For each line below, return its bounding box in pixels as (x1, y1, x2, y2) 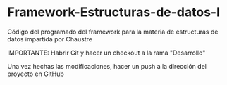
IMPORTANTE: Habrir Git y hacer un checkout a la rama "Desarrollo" (7, 48, 206, 57)
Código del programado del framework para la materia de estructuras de (7, 27, 219, 36)
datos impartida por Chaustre (7, 34, 93, 43)
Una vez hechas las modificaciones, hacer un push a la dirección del (7, 62, 207, 70)
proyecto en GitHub (7, 70, 65, 78)
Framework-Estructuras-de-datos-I (7, 4, 221, 20)
